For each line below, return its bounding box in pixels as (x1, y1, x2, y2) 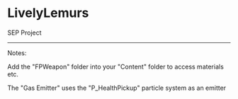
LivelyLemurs (7, 5, 89, 21)
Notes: (7, 48, 27, 57)
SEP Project (7, 28, 42, 37)
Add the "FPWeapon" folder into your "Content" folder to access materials (7, 62, 225, 71)
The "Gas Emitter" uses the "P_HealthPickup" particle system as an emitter (7, 83, 227, 92)
